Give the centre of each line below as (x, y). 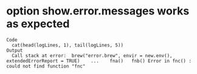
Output (15, 50)
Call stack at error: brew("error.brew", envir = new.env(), (92, 55)
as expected (38, 24)
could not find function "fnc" (46, 66)
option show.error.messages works (98, 11)
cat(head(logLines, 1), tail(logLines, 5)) (67, 45)
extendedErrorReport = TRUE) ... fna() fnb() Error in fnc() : (99, 61)
